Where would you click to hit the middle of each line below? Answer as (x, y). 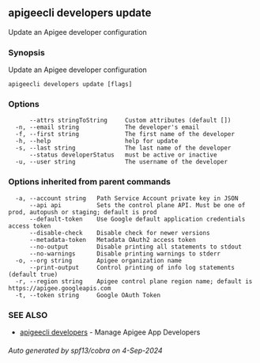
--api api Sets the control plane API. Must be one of (137, 205)
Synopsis (26, 52)
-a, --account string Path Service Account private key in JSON (127, 198)
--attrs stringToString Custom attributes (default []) (130, 121)
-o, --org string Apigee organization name (98, 260)
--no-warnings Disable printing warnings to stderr (125, 253)
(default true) (33, 274)
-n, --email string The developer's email (107, 127)
